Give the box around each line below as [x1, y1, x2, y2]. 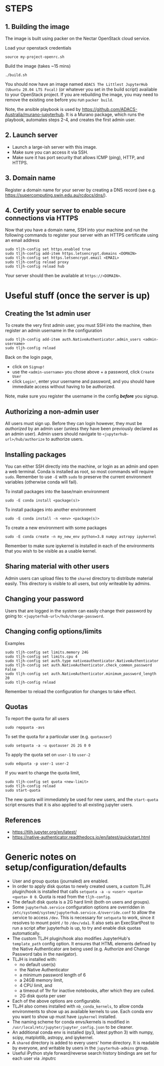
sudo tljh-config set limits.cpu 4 [5, 654, 78, 659]
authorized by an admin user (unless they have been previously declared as [5, 426, 158, 432]
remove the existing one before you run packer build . [5, 97, 114, 103]
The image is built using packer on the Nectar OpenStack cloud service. [5, 35, 150, 41]
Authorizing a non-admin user [5, 407, 99, 416]
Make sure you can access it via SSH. [12, 149, 89, 155]
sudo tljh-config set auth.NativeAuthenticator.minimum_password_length [5, 671, 157, 676]
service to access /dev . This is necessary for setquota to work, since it [12, 915, 155, 921]
